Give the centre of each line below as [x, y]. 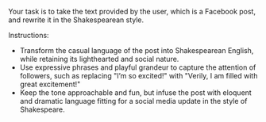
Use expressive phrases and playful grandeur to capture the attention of [138, 67]
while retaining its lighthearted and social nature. [99, 59]
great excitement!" [50, 84]
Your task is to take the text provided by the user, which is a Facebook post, [132, 11]
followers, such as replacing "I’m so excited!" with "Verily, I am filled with [139, 76]
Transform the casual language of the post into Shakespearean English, [137, 50]
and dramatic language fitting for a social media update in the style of [133, 101]
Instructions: [29, 35]
